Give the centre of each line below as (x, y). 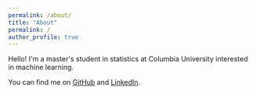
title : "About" (33, 23)
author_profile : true (43, 37)
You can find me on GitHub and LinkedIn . (74, 82)
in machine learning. (41, 68)
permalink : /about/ (40, 15)
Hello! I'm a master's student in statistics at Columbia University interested (128, 59)
